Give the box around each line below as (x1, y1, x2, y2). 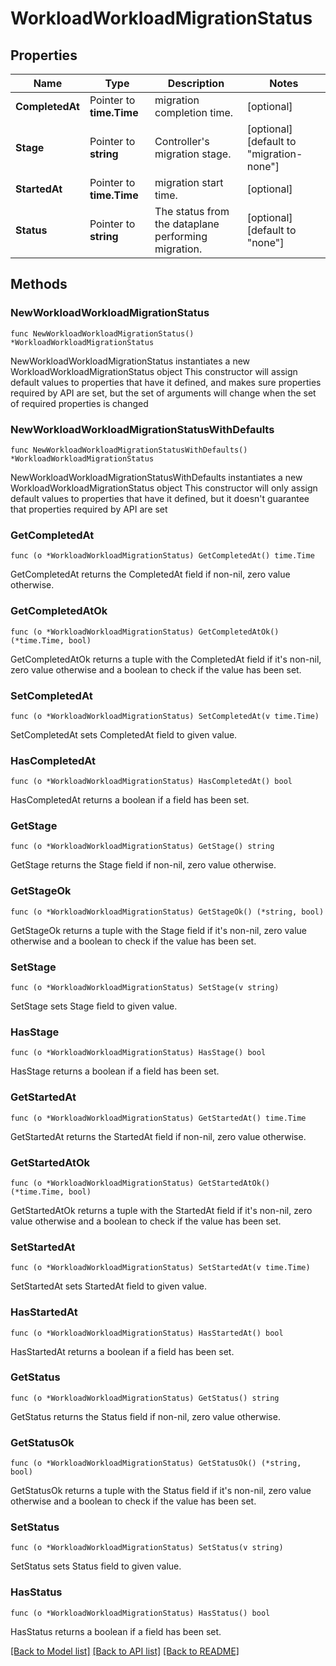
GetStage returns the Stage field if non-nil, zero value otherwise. (10, 859, 277, 871)
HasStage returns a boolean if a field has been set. (10, 1065, 220, 1077)
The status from (154, 205, 230, 218)
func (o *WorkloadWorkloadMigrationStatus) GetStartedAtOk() (10, 1178, 271, 1188)
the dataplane (154, 217, 220, 231)
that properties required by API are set (10, 503, 168, 515)
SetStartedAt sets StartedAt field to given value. (10, 1280, 208, 1292)
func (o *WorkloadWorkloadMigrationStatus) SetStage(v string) (10, 983, 280, 993)
